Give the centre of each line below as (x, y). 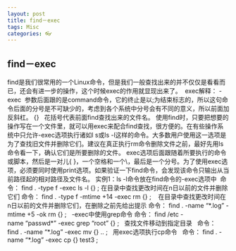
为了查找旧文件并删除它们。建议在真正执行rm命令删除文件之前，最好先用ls (116, 144)
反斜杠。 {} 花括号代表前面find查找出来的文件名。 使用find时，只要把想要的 (118, 118)
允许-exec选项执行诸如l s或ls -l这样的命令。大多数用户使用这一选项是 (126, 135)
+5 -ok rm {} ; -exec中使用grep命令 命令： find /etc (103, 214)
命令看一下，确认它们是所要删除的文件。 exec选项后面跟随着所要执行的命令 (117, 153)
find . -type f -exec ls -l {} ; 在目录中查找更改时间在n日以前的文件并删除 (124, 188)
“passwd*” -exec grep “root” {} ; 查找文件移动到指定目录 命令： (120, 224)
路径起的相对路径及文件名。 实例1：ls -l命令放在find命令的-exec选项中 (115, 179)
